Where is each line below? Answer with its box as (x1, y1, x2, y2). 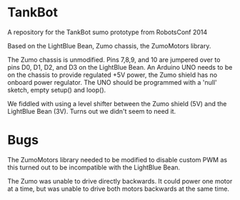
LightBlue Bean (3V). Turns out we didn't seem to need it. (7, 107, 176, 115)
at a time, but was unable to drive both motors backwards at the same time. (7, 184, 230, 193)
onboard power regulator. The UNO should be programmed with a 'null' (7, 78, 218, 86)
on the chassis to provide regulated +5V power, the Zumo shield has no (7, 70, 218, 79)
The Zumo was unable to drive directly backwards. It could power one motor (7, 177, 233, 185)
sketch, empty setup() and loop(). (7, 85, 106, 94)
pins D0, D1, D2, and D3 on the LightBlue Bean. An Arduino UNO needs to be (7, 63, 233, 71)
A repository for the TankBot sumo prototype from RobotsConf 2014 (7, 28, 208, 36)
